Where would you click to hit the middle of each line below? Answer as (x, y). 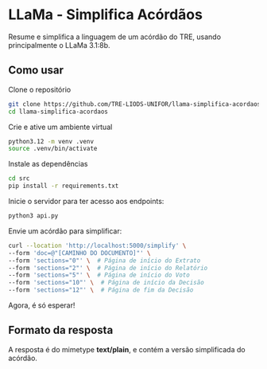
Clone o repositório (40, 89)
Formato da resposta (61, 330)
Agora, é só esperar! (42, 305)
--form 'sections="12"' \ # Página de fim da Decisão (101, 290)
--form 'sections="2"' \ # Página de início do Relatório (108, 268)
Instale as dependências (48, 164)
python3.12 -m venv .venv (51, 141)
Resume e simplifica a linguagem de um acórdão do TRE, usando (114, 37)
